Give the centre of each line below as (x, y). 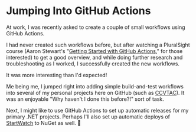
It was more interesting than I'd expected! (57, 75)
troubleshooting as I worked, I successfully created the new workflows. (93, 64)
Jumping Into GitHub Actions (79, 11)
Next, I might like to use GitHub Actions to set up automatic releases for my (97, 110)
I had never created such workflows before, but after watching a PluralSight (98, 45)
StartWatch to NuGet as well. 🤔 (44, 123)
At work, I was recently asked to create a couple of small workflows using (96, 27)
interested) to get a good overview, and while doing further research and (94, 57)
